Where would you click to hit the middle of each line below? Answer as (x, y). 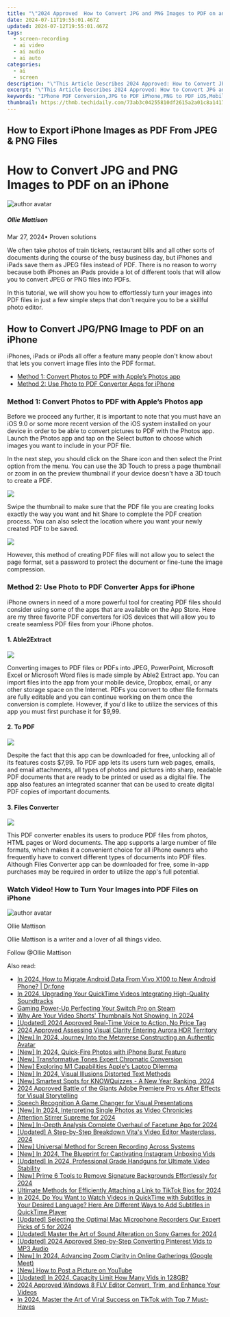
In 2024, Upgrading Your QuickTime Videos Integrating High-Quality (113, 994)
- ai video (29, 45)
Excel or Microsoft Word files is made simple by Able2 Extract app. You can (113, 675)
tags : (15, 33)
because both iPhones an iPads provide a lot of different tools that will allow (114, 272)
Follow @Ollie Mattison (39, 952)
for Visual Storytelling (48, 1096)
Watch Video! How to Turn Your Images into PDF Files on (103, 889)
